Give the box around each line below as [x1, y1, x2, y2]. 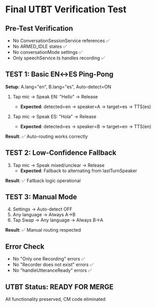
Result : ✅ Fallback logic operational [5, 177, 81, 183]
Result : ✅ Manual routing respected [5, 227, 81, 233]
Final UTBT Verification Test [5, 4, 127, 15]
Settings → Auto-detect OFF [12, 206, 73, 212]
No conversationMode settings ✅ [12, 49, 83, 55]
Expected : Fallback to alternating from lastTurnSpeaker [20, 168, 137, 174]
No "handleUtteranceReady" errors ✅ [12, 268, 92, 274]
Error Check [5, 242, 44, 251]
